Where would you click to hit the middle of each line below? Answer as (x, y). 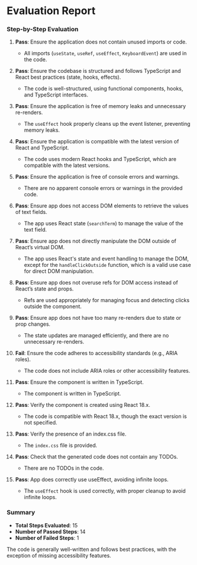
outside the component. (53, 306)
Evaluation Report (51, 11)
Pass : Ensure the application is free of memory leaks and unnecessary (101, 106)
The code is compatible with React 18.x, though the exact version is (105, 416)
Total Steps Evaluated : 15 (46, 525)
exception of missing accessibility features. (59, 555)
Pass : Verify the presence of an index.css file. (71, 434)
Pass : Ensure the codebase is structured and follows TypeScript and (98, 71)
